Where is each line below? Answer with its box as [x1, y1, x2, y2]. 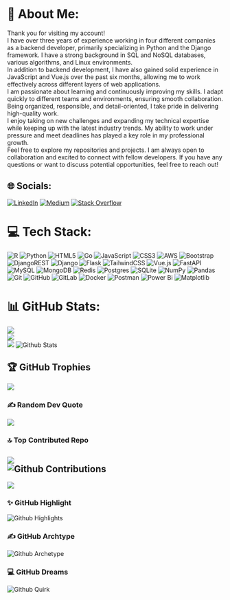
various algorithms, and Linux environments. [7, 58, 133, 66]
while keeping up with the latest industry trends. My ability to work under [7, 124, 214, 132]
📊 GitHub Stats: [7, 298, 101, 314]
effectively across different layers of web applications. [7, 80, 161, 88]
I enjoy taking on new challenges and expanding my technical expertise [7, 116, 209, 124]
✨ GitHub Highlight [7, 498, 72, 508]
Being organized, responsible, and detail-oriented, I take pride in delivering [7, 102, 219, 110]
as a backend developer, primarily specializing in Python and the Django [7, 43, 211, 52]
